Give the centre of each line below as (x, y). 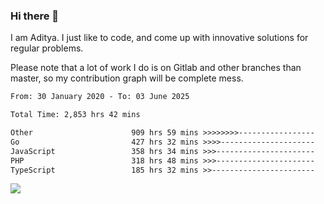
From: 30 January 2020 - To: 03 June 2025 (100, 97)
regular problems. (47, 48)
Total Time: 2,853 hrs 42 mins (75, 115)
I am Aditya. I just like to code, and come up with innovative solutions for (159, 38)
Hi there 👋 (35, 16)
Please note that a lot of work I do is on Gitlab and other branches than (156, 68)
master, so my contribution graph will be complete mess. (127, 78)
